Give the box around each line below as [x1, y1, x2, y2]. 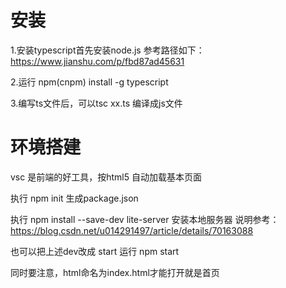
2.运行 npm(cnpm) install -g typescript [10, 76, 169, 88]
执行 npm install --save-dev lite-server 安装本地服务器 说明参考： [10, 213, 280, 225]
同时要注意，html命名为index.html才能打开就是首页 [10, 266, 220, 278]
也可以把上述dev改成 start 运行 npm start [10, 245, 180, 257]
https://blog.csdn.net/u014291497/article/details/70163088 [10, 224, 254, 236]
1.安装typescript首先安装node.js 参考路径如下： [10, 44, 205, 56]
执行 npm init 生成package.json [10, 192, 139, 204]
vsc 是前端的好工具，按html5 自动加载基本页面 [10, 171, 202, 183]
